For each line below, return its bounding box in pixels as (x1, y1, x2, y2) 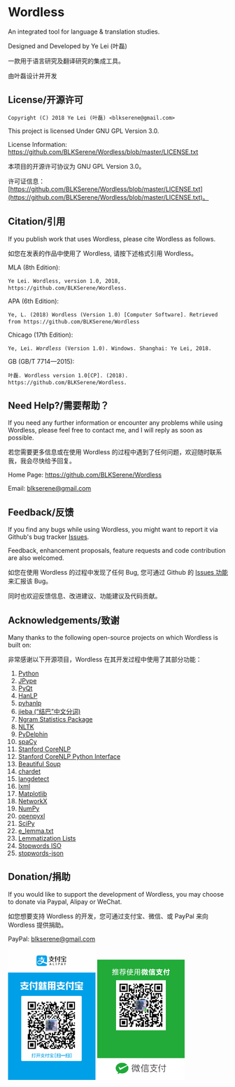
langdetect (17, 775, 50, 783)
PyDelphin (17, 730, 48, 738)
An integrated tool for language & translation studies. (8, 27, 160, 36)
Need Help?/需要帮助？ (8, 400, 110, 412)
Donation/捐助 (8, 871, 71, 883)
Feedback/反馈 (8, 506, 74, 518)
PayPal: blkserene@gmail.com (8, 934, 96, 943)
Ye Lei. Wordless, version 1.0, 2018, (8, 277, 121, 284)
